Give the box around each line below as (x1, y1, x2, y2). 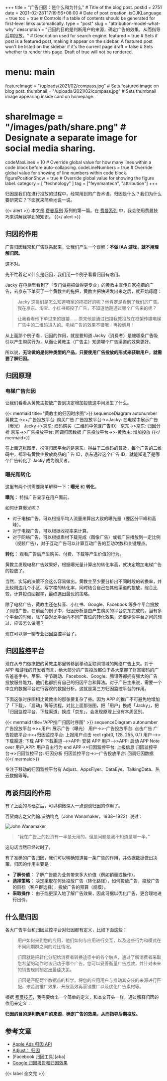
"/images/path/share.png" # (5, 122, 126, 133)
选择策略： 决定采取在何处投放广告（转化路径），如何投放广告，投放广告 (12, 878, 160, 884)
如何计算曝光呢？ (5, 505, 40, 511)
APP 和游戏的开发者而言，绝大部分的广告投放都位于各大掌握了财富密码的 (5, 667, 155, 673)
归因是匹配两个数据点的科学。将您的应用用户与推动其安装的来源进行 (17, 977, 157, 983)
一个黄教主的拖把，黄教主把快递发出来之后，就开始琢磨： (44, 288, 162, 294)
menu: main (5, 66, 55, 78)
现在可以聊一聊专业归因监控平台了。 (5, 630, 80, 637)
